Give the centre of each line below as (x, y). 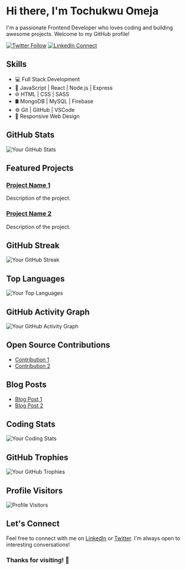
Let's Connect (33, 524)
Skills (16, 64)
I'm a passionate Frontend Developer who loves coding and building (90, 28)
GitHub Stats (30, 135)
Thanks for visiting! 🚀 (38, 560)
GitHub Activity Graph (48, 312)
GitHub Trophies (37, 457)
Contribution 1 (32, 359)
